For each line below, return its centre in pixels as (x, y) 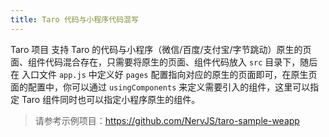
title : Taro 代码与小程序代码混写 (74, 19)
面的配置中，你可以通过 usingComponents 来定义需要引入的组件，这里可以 (160, 87)
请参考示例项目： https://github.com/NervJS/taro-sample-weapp (167, 120)
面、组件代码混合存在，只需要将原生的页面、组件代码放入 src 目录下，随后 (164, 62)
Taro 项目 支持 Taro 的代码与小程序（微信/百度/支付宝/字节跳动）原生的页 (161, 49)
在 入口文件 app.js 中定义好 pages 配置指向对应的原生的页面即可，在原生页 (164, 74)
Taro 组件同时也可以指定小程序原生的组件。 (111, 99)
